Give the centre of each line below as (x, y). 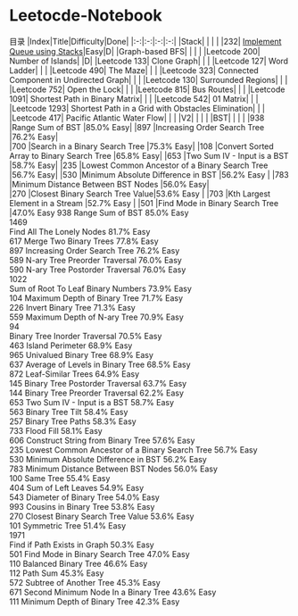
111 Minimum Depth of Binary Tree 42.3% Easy (95, 601)
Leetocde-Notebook (86, 16)
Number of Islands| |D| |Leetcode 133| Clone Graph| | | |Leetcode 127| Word (149, 61)
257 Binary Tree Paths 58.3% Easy (73, 421)
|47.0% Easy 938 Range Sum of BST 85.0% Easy (99, 212)
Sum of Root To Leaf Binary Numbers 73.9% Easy (100, 288)
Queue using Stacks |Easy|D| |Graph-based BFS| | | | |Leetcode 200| (135, 51)
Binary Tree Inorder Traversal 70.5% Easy (86, 336)
